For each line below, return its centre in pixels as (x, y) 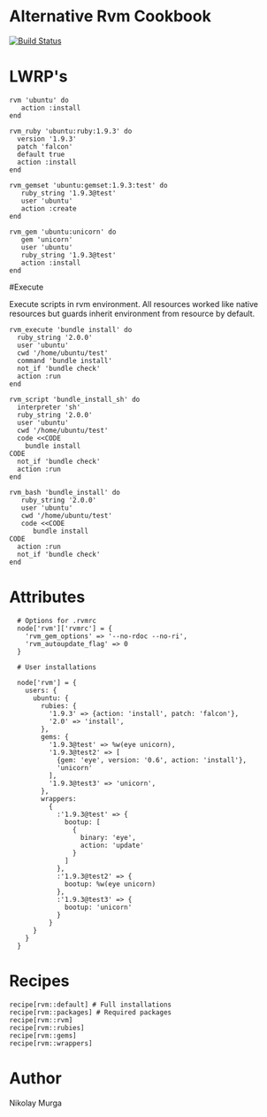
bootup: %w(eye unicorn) (111, 884)
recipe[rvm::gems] (43, 1036)
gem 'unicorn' (47, 239)
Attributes (47, 597)
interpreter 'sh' (49, 407)
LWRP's (38, 77)
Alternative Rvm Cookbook (111, 16)
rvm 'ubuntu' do (39, 100)
